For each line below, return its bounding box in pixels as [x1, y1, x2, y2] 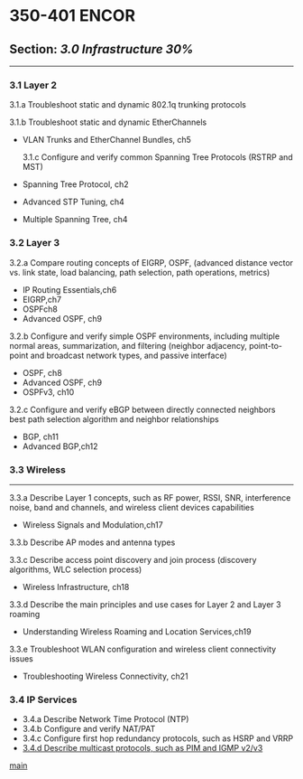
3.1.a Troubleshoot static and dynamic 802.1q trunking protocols [9, 99, 246, 110]
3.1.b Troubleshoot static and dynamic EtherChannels [9, 117, 207, 127]
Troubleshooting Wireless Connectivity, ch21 [22, 671, 188, 681]
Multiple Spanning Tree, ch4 [22, 214, 128, 225]
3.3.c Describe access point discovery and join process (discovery [9, 554, 257, 565]
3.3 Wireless [9, 463, 66, 475]
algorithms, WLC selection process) [9, 564, 142, 575]
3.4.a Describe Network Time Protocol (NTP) [22, 714, 189, 725]
